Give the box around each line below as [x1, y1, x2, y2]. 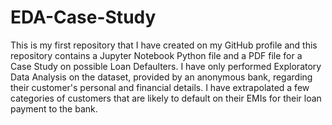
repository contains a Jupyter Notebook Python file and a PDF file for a [10, 49, 303, 61]
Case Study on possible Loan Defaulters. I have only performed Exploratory [10, 60, 322, 72]
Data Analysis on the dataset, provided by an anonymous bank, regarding [10, 71, 313, 83]
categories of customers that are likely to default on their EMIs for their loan [10, 92, 322, 104]
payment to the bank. [10, 102, 98, 115]
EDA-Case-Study [10, 6, 157, 29]
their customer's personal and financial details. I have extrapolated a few [10, 81, 310, 93]
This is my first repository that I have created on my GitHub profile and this [10, 39, 318, 51]
